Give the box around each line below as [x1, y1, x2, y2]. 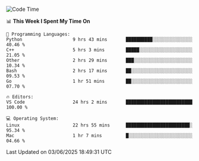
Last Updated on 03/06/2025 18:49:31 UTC [6, 148, 112, 155]
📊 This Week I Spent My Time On [6, 18, 90, 24]
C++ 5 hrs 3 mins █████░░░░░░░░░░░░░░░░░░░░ [6, 47, 193, 53]
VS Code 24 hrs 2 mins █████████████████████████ [6, 99, 193, 105]
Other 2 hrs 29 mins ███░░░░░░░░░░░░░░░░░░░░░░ [6, 57, 193, 63]
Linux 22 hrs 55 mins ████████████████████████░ [6, 122, 193, 128]
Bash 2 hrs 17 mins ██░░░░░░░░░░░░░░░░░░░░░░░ [6, 68, 193, 74]
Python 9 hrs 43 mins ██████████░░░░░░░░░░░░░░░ [6, 36, 193, 42]
